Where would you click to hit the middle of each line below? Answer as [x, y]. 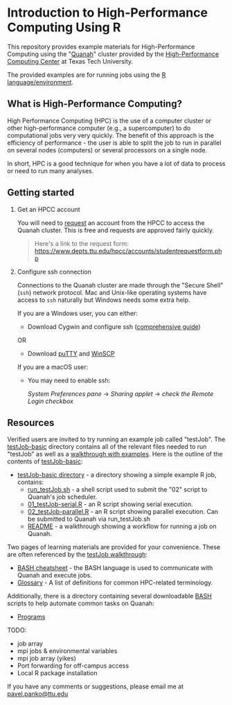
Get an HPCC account [49, 209]
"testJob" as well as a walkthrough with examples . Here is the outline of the [115, 454]
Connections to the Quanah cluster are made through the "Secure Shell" [120, 285]
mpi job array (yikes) [46, 659]
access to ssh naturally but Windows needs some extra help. [104, 300]
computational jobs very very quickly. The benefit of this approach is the [111, 135]
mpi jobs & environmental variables [67, 651]
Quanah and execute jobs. [54, 575]
